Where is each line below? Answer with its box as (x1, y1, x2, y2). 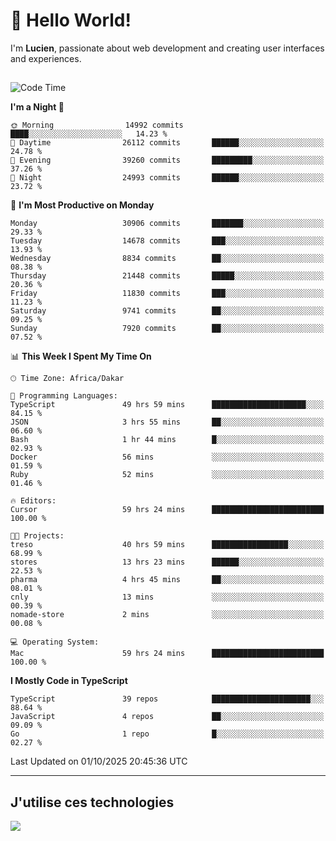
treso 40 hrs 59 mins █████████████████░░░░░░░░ (10, 540, 325, 550)
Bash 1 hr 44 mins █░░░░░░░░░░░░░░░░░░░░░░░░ (10, 435, 325, 445)
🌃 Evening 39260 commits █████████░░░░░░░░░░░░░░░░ (10, 155, 325, 166)
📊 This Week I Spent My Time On (10, 350, 152, 363)
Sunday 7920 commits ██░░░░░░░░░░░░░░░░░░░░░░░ (10, 324, 325, 334)
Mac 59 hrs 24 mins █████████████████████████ (10, 649, 325, 659)
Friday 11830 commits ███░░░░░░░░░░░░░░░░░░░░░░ (10, 289, 325, 299)
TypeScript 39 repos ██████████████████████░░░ (10, 694, 325, 704)
